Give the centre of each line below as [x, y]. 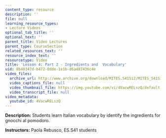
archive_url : [23, 78]
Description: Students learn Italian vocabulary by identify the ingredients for [83, 115]
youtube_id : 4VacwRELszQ [35, 102]
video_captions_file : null [37, 83]
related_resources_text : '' [34, 51]
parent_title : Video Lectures [36, 42]
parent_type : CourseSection [34, 46]
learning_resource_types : [32, 23]
